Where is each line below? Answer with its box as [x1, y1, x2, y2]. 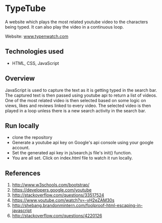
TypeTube [5, 3, 46, 14]
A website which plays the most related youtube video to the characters [5, 19, 148, 25]
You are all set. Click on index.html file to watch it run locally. [12, 155, 133, 161]
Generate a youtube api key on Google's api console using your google [12, 140, 154, 146]
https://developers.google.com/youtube [12, 187, 92, 193]
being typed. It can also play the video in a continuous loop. [5, 24, 124, 30]
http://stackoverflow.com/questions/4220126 [12, 213, 103, 219]
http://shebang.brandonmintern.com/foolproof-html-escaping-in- [12, 203, 143, 208]
